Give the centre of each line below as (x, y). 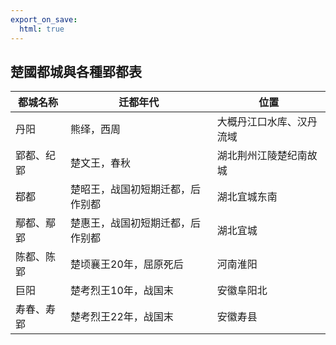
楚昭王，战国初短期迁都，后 (136, 189)
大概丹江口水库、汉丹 (267, 122)
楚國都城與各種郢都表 (76, 71)
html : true (42, 29)
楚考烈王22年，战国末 (122, 317)
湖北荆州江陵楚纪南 (262, 156)
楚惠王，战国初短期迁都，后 (136, 223)
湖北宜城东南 (247, 197)
